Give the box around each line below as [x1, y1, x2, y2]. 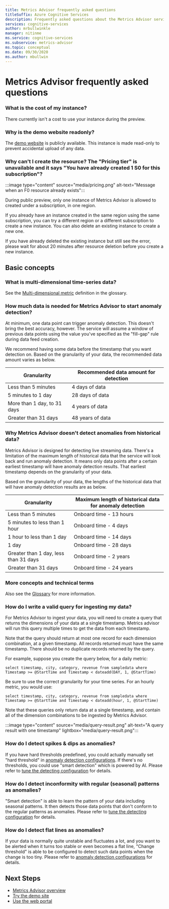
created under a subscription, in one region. [5, 203, 97, 209]
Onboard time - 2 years [73, 553, 130, 560]
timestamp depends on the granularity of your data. [5, 469, 112, 475]
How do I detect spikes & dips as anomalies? [5, 740, 116, 747]
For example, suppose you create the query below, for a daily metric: [5, 656, 148, 662]
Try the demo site [12, 893, 49, 899]
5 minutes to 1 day [8, 392, 52, 399]
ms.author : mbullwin [5, 54, 49, 59]
